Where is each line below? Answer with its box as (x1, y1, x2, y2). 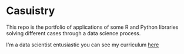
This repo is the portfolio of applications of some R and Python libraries (6, 23, 179, 31)
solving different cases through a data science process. (6, 29, 141, 36)
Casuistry (6, 4, 55, 18)
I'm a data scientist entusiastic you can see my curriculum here (6, 41, 159, 48)
